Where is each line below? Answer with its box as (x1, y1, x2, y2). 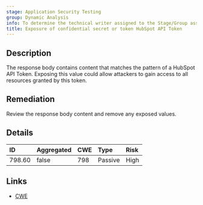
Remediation (6, 94, 56, 104)
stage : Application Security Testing (6, 8, 101, 15)
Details (6, 128, 33, 138)
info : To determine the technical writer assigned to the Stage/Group (6, 20, 188, 26)
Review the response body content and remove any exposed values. (6, 110, 177, 118)
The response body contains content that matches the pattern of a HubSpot (6, 64, 195, 71)
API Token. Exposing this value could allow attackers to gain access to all (6, 71, 188, 78)
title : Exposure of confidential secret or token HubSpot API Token (6, 25, 182, 32)
